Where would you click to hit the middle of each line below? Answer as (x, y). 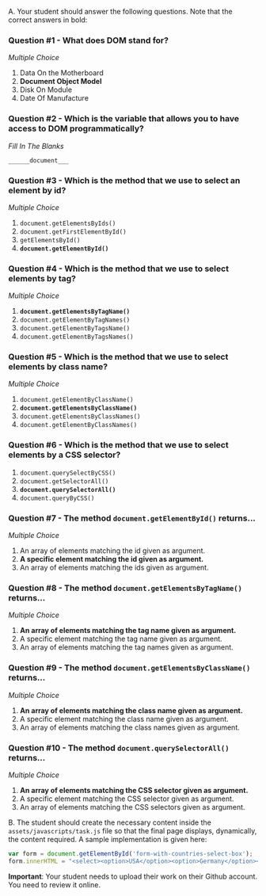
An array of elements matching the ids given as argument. (114, 568)
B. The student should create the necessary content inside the (110, 822)
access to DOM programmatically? (76, 128)
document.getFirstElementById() (73, 232)
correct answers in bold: (48, 20)
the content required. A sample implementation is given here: (108, 839)
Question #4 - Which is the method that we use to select (119, 269)
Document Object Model (61, 82)
